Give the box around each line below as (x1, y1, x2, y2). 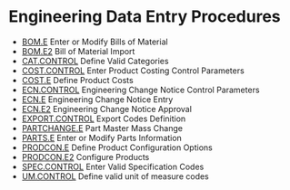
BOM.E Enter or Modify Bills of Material (21, 36, 169, 47)
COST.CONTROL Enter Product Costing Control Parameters (21, 65, 245, 76)
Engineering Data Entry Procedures (8, 6, 281, 27)
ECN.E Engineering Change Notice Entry (21, 93, 174, 105)
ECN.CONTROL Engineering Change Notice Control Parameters (21, 84, 260, 95)
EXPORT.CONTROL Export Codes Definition (21, 113, 186, 124)
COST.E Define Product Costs (21, 74, 134, 85)
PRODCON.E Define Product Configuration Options (21, 142, 213, 153)
